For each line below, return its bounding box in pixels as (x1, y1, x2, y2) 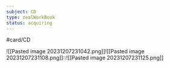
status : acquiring (6, 20, 53, 26)
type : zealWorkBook (6, 14, 56, 20)
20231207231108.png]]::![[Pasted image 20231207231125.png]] (6, 54, 164, 62)
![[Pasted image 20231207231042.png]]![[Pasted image (6, 48, 145, 55)
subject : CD (6, 8, 36, 15)
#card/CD (6, 36, 31, 44)
